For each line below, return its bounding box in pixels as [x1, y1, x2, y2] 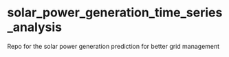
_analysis [7, 19, 62, 35]
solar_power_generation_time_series [7, 5, 223, 21]
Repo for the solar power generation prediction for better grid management [7, 42, 220, 50]
